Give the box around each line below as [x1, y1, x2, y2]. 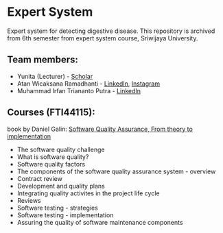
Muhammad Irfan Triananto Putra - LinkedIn [16, 86, 141, 95]
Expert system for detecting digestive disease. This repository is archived [7, 27, 215, 35]
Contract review [16, 174, 63, 182]
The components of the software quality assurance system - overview [16, 167, 216, 175]
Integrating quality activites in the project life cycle [16, 189, 160, 197]
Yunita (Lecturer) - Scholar [16, 72, 93, 80]
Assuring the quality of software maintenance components [16, 218, 183, 226]
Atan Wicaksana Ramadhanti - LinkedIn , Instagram [16, 79, 160, 88]
